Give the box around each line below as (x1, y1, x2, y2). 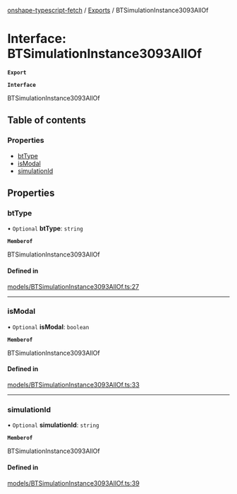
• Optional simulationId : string (7, 421, 99, 430)
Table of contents (7, 114, 86, 127)
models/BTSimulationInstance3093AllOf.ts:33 (7, 381, 140, 389)
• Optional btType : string (7, 224, 83, 233)
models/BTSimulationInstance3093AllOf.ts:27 (7, 282, 140, 290)
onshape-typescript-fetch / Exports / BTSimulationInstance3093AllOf (7, 6, 209, 14)
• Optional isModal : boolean (7, 322, 90, 331)
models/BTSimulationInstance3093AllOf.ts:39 (7, 478, 140, 487)
